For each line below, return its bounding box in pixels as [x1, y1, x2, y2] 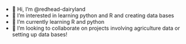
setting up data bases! [11, 31, 67, 38]
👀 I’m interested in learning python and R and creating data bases [11, 12, 175, 19]
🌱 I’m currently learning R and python [11, 18, 105, 25]
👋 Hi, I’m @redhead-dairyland [11, 6, 86, 12]
